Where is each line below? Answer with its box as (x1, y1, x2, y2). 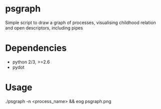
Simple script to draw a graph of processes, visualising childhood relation (5, 19, 156, 25)
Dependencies (5, 42, 67, 54)
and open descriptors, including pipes (5, 24, 83, 30)
